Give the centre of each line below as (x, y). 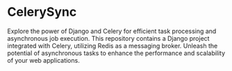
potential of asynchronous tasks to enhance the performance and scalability (116, 53)
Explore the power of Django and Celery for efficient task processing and (112, 31)
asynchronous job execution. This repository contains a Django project (108, 38)
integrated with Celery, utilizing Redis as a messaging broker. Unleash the (113, 45)
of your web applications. (43, 60)
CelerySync (42, 12)
